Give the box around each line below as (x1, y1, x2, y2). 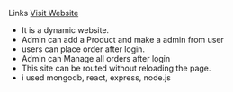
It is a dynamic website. (21, 25, 110, 35)
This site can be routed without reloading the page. (21, 63, 211, 73)
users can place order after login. (21, 44, 146, 54)
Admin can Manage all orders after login (21, 54, 171, 63)
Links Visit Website (8, 8, 79, 18)
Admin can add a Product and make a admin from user (21, 35, 224, 45)
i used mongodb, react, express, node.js (21, 72, 172, 83)
